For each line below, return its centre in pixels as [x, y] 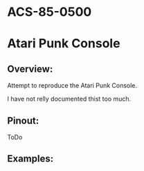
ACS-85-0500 [49, 12]
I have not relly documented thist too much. [69, 99]
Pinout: [23, 120]
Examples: [30, 159]
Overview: [30, 69]
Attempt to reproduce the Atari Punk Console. [72, 85]
